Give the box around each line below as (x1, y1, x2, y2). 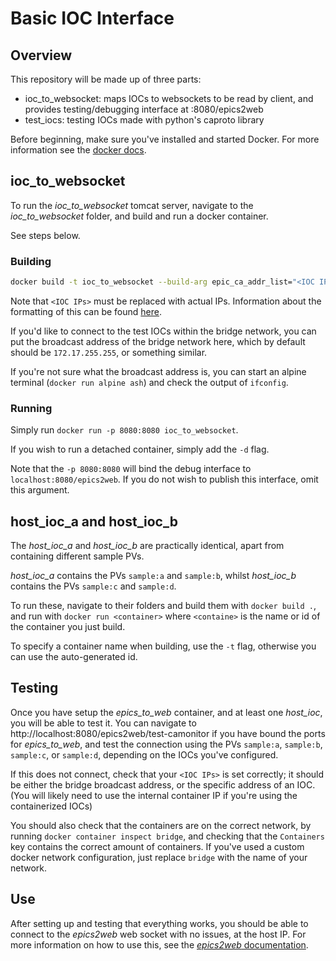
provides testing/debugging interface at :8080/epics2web (24, 103, 264, 115)
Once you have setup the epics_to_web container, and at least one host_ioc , (10, 706, 323, 718)
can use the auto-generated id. (10, 651, 138, 663)
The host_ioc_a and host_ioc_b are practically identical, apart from (10, 540, 285, 552)
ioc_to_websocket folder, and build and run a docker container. (10, 210, 269, 222)
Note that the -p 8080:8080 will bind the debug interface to (10, 463, 252, 475)
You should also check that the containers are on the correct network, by (10, 819, 312, 831)
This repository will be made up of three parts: (10, 73, 202, 85)
